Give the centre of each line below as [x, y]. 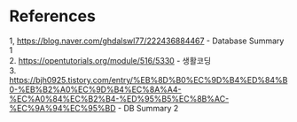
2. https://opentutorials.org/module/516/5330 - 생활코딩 [110, 60]
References [52, 16]
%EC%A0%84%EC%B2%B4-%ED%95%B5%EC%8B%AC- [119, 98]
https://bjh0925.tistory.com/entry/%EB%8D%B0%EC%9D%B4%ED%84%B [148, 80]
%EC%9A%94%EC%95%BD [63, 108]
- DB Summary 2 [148, 108]
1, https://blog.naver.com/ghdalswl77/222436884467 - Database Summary [147, 41]
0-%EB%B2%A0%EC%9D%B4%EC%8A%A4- [95, 89]
